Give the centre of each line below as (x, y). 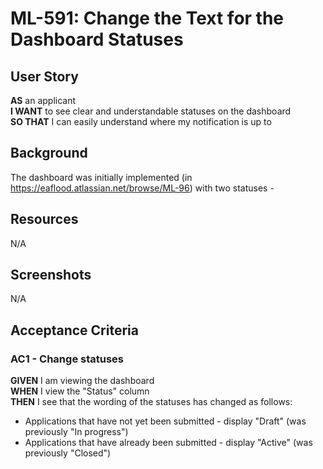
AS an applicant (43, 100)
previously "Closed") (68, 453)
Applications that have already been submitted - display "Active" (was (168, 443)
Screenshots (51, 275)
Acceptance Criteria (74, 330)
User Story (44, 76)
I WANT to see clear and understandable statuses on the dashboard (151, 111)
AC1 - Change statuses (67, 359)
